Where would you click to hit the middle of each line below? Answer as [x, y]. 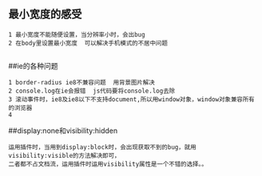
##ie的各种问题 [33, 65]
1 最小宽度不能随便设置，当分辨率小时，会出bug [77, 34]
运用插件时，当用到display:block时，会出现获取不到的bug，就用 [103, 147]
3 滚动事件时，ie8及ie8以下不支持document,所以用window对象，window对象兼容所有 [131, 99]
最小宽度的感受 [45, 14]
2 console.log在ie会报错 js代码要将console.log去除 [92, 91]
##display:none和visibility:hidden [63, 131]
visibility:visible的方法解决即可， [64, 155]
